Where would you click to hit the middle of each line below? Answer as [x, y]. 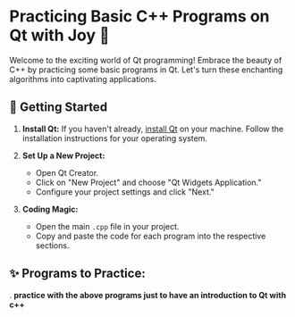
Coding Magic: [50, 209]
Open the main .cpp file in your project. [107, 226]
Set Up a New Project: [63, 155]
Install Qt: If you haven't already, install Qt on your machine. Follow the [153, 129]
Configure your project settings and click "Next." [125, 192]
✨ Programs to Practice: [77, 274]
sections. [52, 245]
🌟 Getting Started [59, 108]
